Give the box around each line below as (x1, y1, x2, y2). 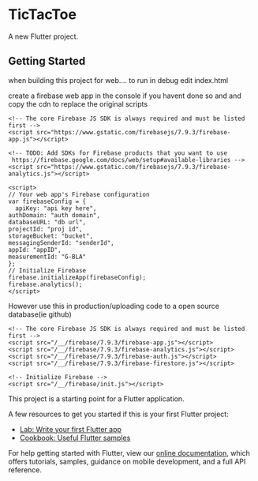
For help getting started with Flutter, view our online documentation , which (8, 448, 251, 457)
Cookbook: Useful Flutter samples (19, 433, 131, 442)
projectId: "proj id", (8, 225, 83, 233)
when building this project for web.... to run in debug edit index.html (8, 75, 229, 85)
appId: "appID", (8, 246, 62, 254)
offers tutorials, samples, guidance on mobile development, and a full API (8, 457, 246, 466)
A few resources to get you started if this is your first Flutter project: (8, 409, 229, 419)
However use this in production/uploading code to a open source (8, 301, 219, 310)
